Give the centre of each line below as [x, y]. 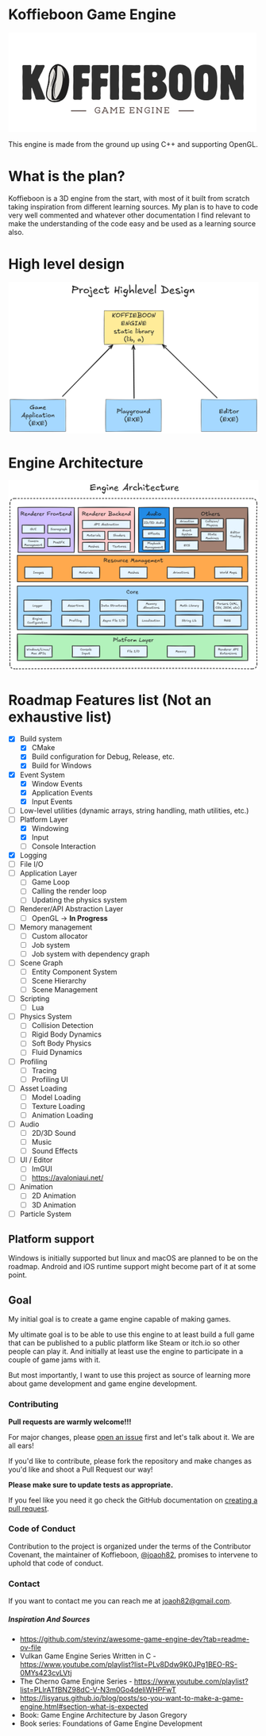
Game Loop [50, 882]
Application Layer [48, 873]
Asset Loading [43, 1088]
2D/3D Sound [54, 1133]
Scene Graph [41, 963]
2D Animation [54, 1195]
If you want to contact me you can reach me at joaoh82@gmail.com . [120, 1601]
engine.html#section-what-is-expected [84, 1707]
